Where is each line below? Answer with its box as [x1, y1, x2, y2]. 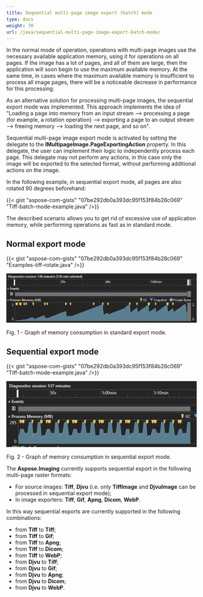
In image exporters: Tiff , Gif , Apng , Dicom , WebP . [14, 496, 141, 504]
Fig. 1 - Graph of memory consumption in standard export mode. [6, 329, 167, 336]
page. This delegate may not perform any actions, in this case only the [6, 153, 182, 161]
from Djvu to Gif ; [14, 565, 57, 572]
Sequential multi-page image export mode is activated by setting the [6, 134, 177, 142]
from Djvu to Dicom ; [14, 578, 66, 585]
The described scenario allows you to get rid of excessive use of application [6, 215, 196, 222]
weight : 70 [6, 22, 34, 29]
